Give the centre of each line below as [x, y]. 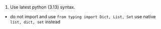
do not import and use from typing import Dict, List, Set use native [83, 16]
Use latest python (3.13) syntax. [42, 7]
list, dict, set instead [35, 22]
